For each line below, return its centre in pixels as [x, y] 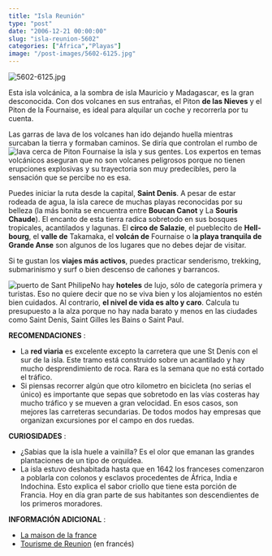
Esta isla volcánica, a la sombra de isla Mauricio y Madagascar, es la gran [131, 93]
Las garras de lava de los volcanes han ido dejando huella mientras [121, 134]
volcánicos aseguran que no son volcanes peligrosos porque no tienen [127, 160]
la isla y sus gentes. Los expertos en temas [189, 152]
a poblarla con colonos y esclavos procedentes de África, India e [129, 478]
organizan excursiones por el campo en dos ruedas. [107, 420]
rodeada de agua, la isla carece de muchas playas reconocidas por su [125, 202]
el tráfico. [36, 377]
